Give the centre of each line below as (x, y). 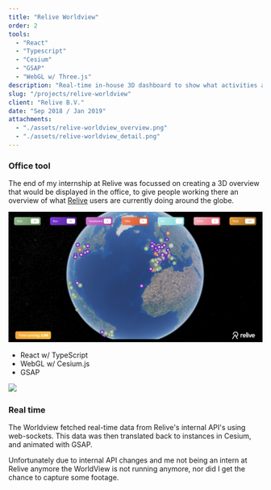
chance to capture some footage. (64, 477)
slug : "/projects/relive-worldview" (70, 94)
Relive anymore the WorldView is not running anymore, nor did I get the (127, 468)
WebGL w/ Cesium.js (55, 363)
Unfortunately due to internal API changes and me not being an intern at (128, 460)
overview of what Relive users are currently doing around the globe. (121, 201)
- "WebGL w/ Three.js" (54, 77)
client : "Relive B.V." (46, 102)
